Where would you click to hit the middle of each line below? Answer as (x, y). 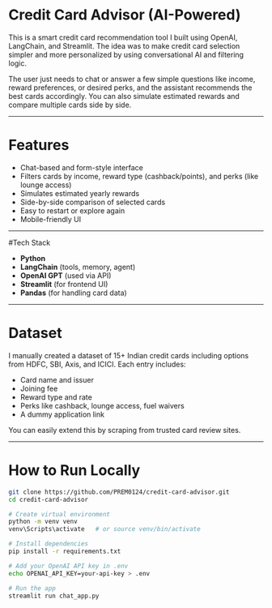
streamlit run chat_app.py (54, 596)
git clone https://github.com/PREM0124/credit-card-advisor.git (119, 492)
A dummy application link (62, 414)
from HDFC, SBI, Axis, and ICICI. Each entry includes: (97, 364)
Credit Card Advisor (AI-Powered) (125, 15)
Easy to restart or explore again (72, 210)
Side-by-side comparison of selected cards (93, 202)
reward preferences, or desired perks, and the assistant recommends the (130, 88)
